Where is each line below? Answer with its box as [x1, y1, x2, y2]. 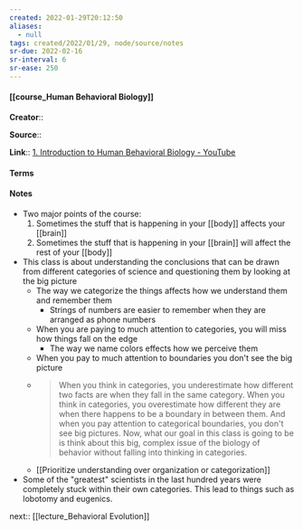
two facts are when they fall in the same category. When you [58, 389, 285, 400]
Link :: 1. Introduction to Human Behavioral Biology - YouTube [9, 147, 236, 158]
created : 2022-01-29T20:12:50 [9, 13, 124, 23]
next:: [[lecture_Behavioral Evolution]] [9, 510, 150, 521]
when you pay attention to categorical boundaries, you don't [58, 418, 284, 429]
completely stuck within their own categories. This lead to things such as [22, 483, 295, 494]
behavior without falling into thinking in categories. [58, 447, 247, 458]
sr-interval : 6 [9, 55, 67, 64]
